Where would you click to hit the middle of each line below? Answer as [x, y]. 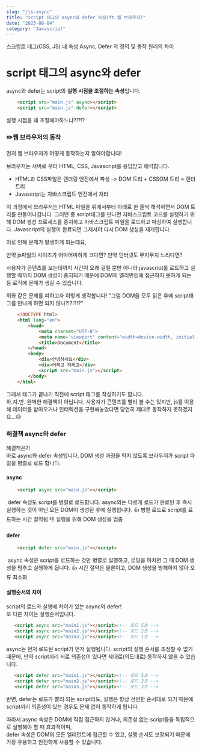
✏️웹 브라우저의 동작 [34, 137]
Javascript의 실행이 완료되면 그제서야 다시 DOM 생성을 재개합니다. [93, 229]
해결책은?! [18, 448]
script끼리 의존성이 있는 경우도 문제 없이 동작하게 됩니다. [73, 706]
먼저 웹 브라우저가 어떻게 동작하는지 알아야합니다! [64, 154]
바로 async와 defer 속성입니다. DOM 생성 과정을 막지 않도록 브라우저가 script [97, 455]
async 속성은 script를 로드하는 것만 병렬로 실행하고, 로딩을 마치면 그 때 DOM [98, 560]
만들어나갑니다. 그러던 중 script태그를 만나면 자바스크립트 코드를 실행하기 [103, 214]
